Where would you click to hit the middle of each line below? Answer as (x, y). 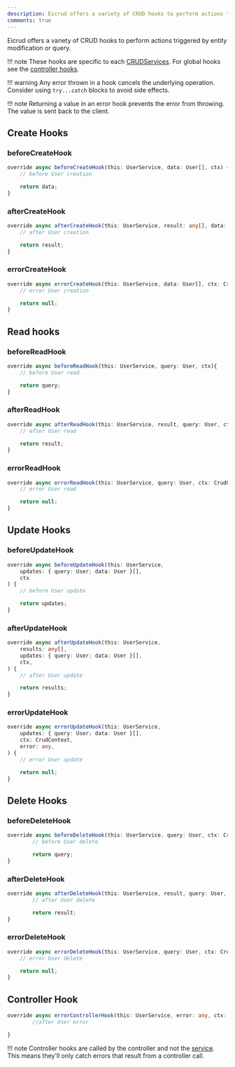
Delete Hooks (37, 801)
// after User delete (64, 900)
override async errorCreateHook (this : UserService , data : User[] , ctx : (114, 284)
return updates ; (44, 604)
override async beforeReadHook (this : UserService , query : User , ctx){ (112, 366)
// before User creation (56, 174)
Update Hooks (39, 530)
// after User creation (55, 232)
